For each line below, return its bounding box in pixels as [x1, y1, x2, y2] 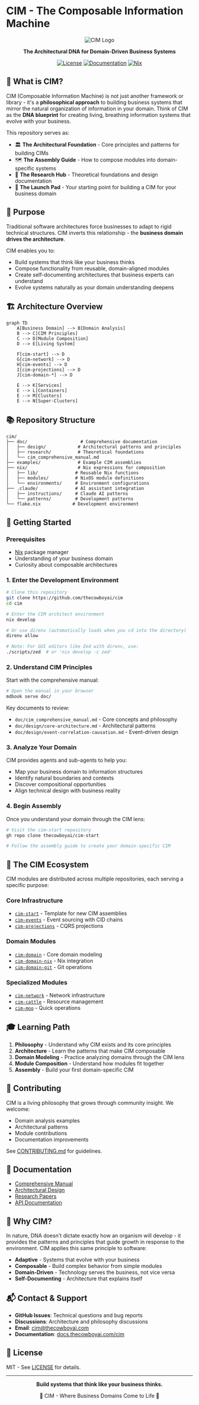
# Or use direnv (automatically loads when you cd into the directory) [6, 627, 187, 633]
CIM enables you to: [6, 247, 55, 254]
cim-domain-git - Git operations [14, 963, 92, 971]
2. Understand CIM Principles [6, 663, 93, 671]
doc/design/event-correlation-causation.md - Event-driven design [14, 729, 179, 736]
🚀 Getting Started [6, 517, 72, 527]
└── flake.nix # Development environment [6, 501, 139, 507]
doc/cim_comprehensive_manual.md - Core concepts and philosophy [14, 716, 178, 723]
